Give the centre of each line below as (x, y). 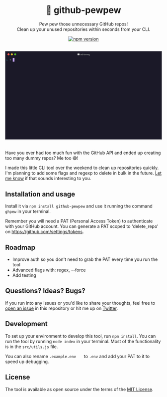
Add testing (24, 275)
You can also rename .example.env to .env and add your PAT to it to (78, 356)
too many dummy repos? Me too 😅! (42, 158)
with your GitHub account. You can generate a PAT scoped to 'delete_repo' (82, 226)
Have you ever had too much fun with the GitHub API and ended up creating (83, 153)
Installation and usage (40, 194)
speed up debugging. (27, 362)
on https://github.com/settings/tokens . (45, 232)
